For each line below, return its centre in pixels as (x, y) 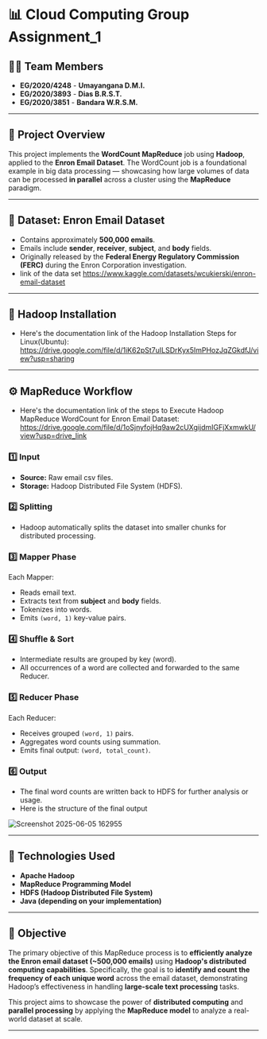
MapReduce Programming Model (75, 884)
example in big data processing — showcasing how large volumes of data (129, 170)
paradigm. (25, 188)
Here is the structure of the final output (83, 809)
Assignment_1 (55, 37)
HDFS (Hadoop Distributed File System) (86, 893)
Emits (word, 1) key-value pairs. (73, 618)
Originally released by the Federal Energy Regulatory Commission (130, 256)
